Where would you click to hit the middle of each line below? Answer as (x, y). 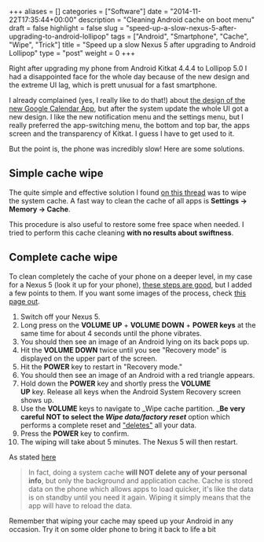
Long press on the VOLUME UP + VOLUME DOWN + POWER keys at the (138, 324)
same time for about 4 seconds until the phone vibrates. (111, 333)
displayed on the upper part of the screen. (89, 358)
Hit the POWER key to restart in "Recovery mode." (101, 366)
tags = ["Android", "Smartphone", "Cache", (180, 36)
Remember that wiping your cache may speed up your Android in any (121, 521)
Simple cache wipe (56, 173)
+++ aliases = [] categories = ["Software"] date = (89, 11)
